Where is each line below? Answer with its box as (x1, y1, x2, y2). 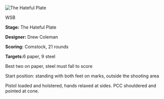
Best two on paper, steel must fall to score (5, 63, 93, 69)
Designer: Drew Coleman (5, 34, 58, 40)
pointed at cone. (5, 88, 39, 94)
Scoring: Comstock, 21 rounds (5, 44, 69, 50)
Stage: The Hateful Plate (5, 24, 57, 30)
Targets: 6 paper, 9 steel (5, 53, 56, 59)
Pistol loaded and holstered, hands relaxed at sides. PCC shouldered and (5, 83, 156, 88)
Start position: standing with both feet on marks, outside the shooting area (5, 73, 159, 79)
